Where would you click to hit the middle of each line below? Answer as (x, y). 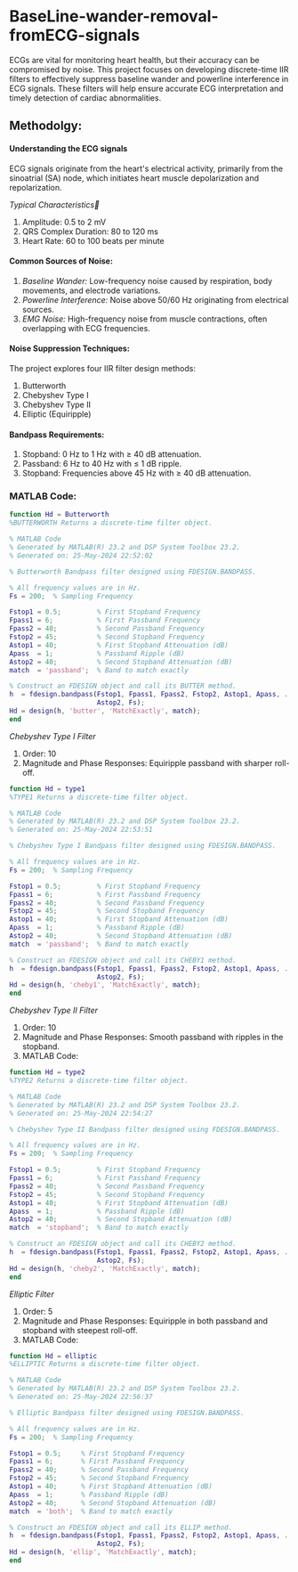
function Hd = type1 (48, 789)
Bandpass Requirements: (57, 435)
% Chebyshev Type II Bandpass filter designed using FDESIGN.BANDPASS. (145, 1129)
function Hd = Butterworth (59, 515)
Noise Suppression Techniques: (70, 348)
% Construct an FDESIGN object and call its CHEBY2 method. (123, 1244)
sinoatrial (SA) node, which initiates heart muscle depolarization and (134, 178)
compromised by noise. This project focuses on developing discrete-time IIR (149, 69)
